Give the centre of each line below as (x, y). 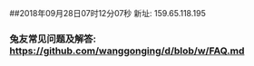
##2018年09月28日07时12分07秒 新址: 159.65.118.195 (107, 13)
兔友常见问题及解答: (53, 39)
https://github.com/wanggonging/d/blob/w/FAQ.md (127, 51)
